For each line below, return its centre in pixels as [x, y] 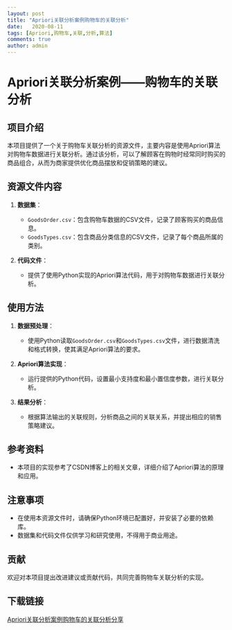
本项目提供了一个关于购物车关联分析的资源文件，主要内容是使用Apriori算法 [114, 145]
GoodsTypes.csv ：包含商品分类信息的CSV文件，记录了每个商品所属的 [125, 237]
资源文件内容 [35, 187]
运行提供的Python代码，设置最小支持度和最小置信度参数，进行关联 [123, 378]
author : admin [28, 46]
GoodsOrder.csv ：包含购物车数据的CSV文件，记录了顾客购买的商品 [122, 219]
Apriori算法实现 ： [43, 364]
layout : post [26, 14]
